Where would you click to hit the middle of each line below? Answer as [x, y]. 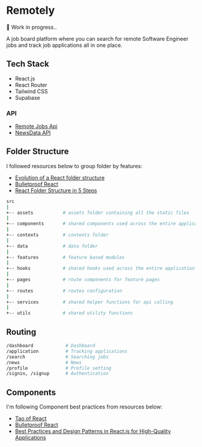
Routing [21, 332]
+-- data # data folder [52, 246]
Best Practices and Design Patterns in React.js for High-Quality [93, 431]
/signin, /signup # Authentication [58, 374]
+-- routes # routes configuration [64, 291]
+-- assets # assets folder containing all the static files [98, 213]
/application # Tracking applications [67, 351]
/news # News [44, 362]
